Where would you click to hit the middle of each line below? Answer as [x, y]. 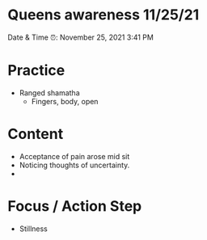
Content [36, 134]
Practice [36, 71]
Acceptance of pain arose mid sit [74, 156]
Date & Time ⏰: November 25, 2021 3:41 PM [81, 37]
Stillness [33, 229]
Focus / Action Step [75, 206]
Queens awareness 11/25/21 [103, 15]
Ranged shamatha [49, 93]
